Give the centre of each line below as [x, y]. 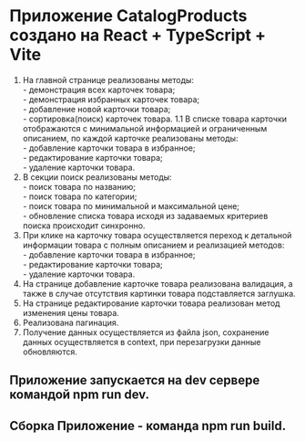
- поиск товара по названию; [79, 186]
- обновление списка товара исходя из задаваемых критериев [145, 216]
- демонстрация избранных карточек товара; [111, 99]
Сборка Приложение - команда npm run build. [148, 426]
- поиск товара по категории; [80, 196]
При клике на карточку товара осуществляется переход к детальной [157, 235]
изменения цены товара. [71, 312]
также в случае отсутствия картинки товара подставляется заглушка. [159, 293]
